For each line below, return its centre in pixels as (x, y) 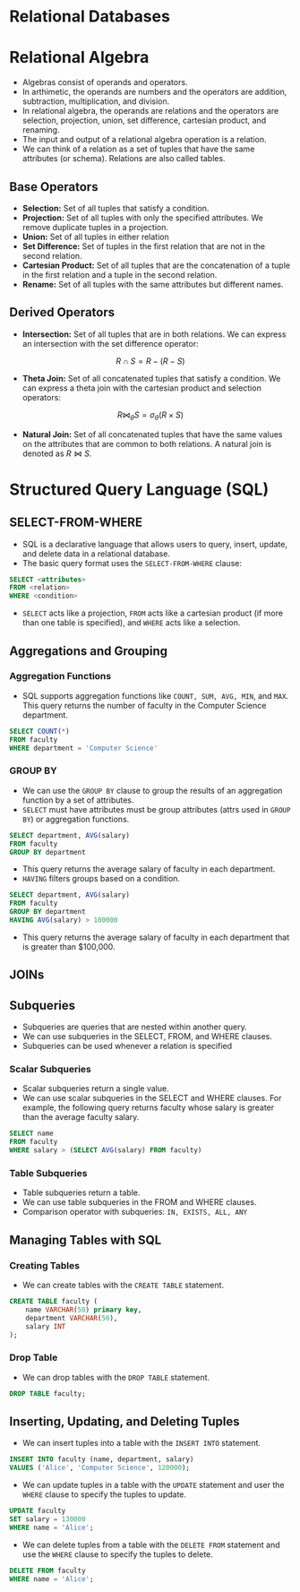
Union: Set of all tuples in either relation (96, 237)
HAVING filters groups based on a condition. (101, 879)
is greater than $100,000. (69, 946)
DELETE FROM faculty (48, 1570)
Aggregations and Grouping (89, 651)
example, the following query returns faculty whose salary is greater (148, 1107)
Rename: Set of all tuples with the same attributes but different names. (153, 284)
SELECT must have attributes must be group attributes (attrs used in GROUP (156, 809)
